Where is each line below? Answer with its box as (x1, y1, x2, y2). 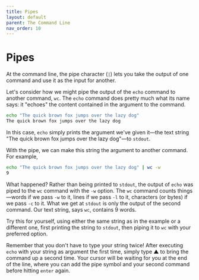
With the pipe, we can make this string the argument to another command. (6, 146, 188, 153)
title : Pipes (6, 8, 39, 15)
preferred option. (6, 230, 48, 237)
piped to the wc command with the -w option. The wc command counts (6, 187, 176, 194)
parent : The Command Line (6, 20, 70, 26)
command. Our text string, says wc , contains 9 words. (6, 206, 137, 213)
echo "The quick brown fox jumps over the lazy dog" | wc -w (6, 164, 161, 170)
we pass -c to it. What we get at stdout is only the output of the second (6, 200, 181, 207)
